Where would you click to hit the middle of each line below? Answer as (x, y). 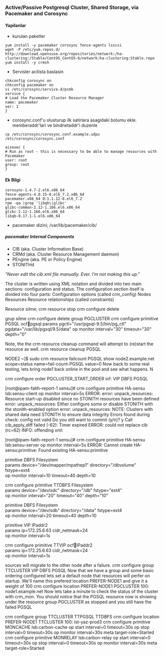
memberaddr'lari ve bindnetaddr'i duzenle (55, 125)
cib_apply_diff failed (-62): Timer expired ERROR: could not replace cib (76, 425)
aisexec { (15, 147)
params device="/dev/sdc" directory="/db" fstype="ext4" (64, 490)
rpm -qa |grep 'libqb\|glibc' (36, 203)
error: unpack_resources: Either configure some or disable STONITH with (79, 404)
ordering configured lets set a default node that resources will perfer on (78, 576)
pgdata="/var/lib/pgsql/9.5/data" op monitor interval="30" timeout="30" (78, 329)
